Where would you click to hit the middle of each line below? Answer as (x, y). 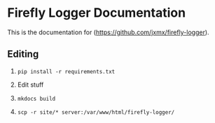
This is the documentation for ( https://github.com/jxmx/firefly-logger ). (108, 32)
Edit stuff (30, 85)
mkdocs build (36, 99)
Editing (23, 54)
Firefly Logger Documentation (97, 13)
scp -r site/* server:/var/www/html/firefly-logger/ (96, 112)
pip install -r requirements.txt (66, 71)
